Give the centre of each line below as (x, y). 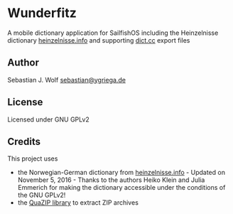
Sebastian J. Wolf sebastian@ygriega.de (67, 80)
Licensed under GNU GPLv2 (49, 119)
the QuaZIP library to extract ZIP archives (78, 203)
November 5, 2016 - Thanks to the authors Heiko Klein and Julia (111, 180)
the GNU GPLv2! (42, 195)
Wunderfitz (42, 13)
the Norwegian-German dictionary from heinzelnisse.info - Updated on (121, 173)
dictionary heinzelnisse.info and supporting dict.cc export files (99, 40)
